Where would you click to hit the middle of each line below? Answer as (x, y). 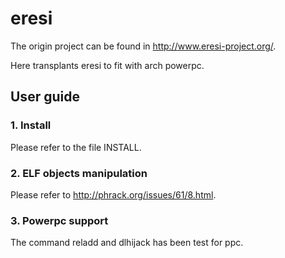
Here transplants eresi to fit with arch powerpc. (107, 65)
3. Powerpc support (59, 220)
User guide (45, 97)
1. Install (31, 125)
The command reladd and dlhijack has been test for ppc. (127, 243)
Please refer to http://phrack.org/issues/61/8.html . (113, 194)
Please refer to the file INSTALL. (76, 147)
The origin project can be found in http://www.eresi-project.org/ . (143, 46)
